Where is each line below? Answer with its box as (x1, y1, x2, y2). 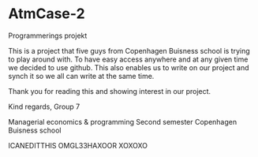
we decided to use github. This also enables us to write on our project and (8, 62, 250, 72)
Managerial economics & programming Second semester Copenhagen (8, 117, 237, 126)
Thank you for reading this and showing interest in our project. (8, 86, 211, 95)
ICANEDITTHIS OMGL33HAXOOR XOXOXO (8, 140, 148, 150)
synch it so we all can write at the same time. (8, 71, 155, 80)
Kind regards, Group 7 (8, 102, 80, 111)
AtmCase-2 (8, 5, 85, 23)
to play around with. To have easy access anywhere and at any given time (8, 54, 249, 64)
